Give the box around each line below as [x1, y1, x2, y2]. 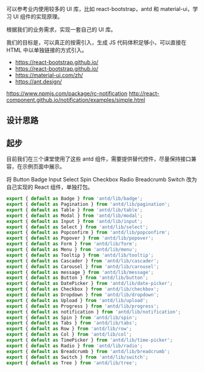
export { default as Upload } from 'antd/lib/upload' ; [6, 297, 149, 303]
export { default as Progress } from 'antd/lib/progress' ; [6, 303, 160, 309]
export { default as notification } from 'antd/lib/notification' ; [6, 309, 181, 315]
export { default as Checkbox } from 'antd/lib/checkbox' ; [6, 286, 160, 292]
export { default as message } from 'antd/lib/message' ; [6, 269, 154, 275]
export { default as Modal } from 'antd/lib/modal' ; [6, 212, 143, 219]
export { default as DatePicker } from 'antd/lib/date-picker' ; [6, 281, 173, 287]
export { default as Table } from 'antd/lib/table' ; [6, 206, 143, 213]
